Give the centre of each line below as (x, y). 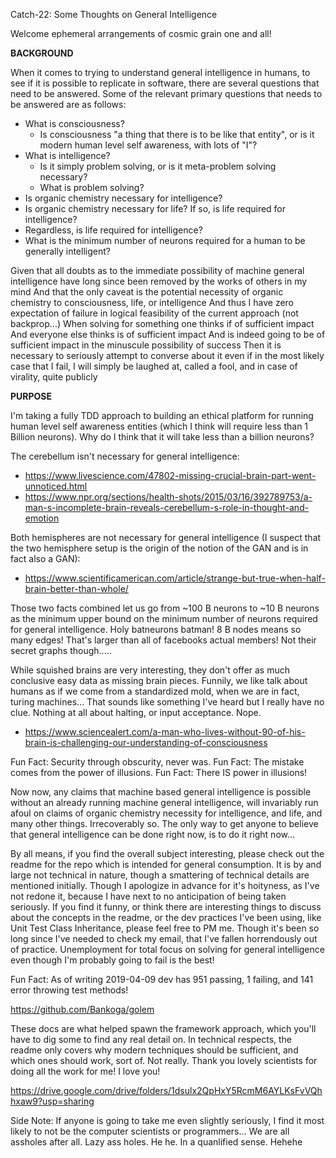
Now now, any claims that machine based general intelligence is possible (161, 792)
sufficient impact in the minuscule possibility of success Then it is (146, 345)
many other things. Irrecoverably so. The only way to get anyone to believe (164, 823)
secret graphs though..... (61, 650)
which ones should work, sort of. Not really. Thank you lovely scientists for (164, 1060)
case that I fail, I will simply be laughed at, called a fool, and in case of (154, 366)
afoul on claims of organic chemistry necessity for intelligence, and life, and (166, 813)
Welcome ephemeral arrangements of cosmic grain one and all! (141, 33)
